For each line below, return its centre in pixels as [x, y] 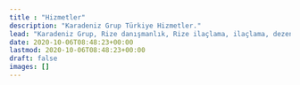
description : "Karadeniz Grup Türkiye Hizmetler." [105, 26]
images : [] [29, 67]
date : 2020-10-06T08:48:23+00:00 [71, 42]
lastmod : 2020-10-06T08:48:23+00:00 [77, 50]
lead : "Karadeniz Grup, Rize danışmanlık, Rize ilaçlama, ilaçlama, [139, 34]
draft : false [33, 58]
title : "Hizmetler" [48, 17]
